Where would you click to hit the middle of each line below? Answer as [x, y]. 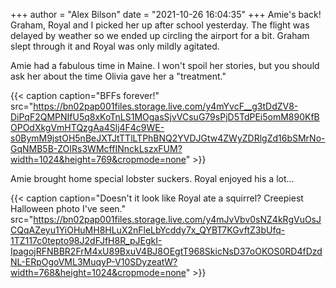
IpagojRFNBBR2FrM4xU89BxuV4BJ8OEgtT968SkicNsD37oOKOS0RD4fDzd [166, 251]
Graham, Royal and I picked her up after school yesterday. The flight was [160, 25]
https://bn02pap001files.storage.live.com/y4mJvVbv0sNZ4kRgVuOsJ [177, 219]
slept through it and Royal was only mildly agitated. [115, 46]
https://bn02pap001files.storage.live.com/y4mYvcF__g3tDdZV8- [166, 106]
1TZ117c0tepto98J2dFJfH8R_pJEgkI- [86, 240]
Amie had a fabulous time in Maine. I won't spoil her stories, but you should [165, 65]
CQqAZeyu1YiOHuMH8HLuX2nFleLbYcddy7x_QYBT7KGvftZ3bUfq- [148, 230]
